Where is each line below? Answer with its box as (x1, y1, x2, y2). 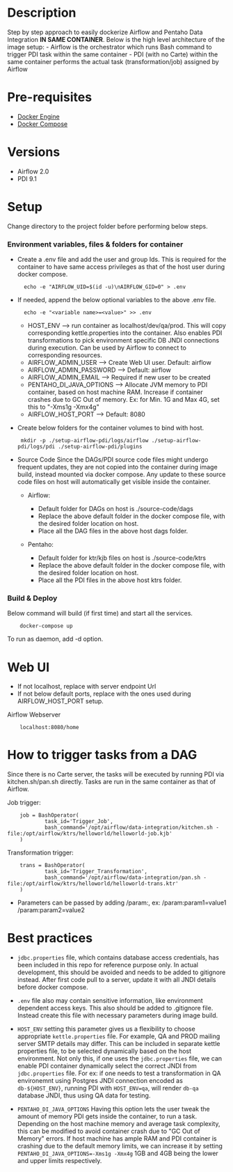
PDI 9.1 (17, 174, 37, 182)
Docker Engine (17, 112, 61, 120)
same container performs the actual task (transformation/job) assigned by (7, 57, 219, 65)
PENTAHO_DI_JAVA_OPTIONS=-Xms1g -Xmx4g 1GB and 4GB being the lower (17, 1149, 219, 1157)
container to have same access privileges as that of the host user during (17, 263, 225, 271)
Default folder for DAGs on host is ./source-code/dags (38, 505, 193, 513)
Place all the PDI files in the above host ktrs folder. (38, 576, 182, 584)
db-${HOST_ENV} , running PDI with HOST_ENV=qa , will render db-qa (17, 1084, 200, 1093)
